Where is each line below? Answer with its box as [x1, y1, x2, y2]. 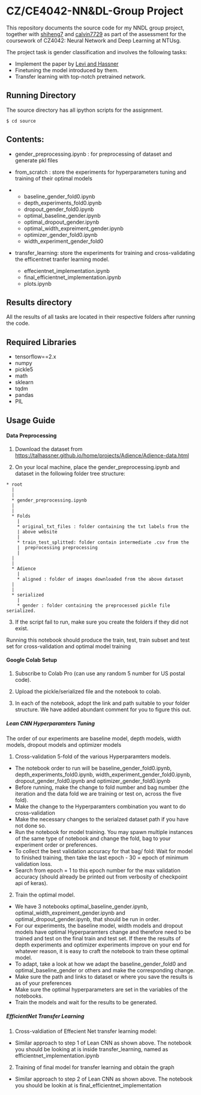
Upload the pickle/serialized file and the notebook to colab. [14, 687, 161, 695]
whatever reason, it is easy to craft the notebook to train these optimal [14, 947, 189, 954]
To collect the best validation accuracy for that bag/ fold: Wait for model [14, 847, 193, 854]
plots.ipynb [23, 280, 52, 287]
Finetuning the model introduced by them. [14, 66, 119, 73]
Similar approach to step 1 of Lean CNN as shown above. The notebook [14, 1039, 192, 1046]
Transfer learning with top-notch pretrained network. [14, 73, 146, 80]
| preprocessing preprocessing [17, 544, 98, 551]
